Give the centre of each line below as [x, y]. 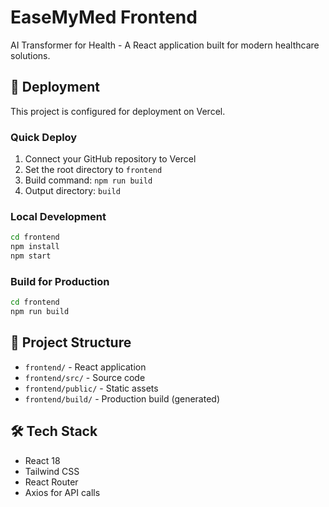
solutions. [30, 55]
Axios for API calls [62, 492]
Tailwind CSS [52, 471]
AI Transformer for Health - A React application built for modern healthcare [165, 45]
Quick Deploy [44, 137]
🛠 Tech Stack [54, 431]
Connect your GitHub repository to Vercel [110, 159]
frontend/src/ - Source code [85, 377]
